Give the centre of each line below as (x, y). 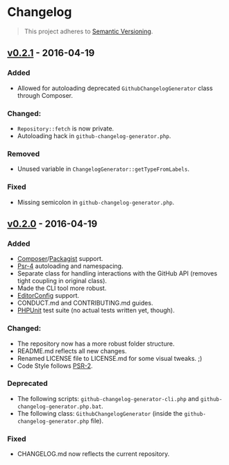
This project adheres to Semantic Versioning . (88, 31)
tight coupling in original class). (62, 281)
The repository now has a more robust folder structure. (96, 344)
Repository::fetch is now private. (66, 128)
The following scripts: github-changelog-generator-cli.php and (108, 398)
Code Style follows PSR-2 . (55, 366)
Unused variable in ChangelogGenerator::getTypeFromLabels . (103, 169)
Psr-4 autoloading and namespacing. (70, 266)
